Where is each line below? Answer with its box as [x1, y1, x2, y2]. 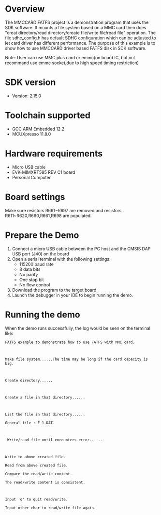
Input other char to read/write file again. [5, 505, 96, 510]
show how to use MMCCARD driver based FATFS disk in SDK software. [5, 45, 146, 51]
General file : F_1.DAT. [5, 420, 55, 425]
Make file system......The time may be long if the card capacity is [5, 357, 148, 362]
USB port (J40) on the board [12, 251, 69, 257]
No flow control [19, 282, 50, 287]
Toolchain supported [5, 110, 91, 121]
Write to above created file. [5, 454, 66, 459]
